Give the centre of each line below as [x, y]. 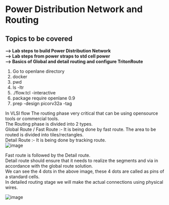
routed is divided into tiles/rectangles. [44, 135]
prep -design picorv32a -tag [42, 104]
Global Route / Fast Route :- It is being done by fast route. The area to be [81, 129]
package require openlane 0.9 [44, 98]
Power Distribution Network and [74, 9]
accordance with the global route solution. [49, 166]
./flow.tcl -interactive [34, 93]
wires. [12, 187]
